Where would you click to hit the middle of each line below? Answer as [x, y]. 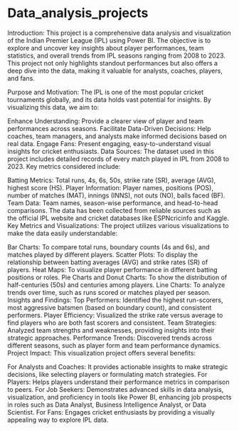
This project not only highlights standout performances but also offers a [113, 63]
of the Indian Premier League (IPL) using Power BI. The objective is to [109, 40]
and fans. [21, 78]
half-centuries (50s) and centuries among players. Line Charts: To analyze [116, 285]
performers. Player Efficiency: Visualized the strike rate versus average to [115, 315]
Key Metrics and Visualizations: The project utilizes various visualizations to [118, 225]
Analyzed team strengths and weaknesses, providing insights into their [111, 330]
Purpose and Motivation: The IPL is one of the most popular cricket [106, 92]
